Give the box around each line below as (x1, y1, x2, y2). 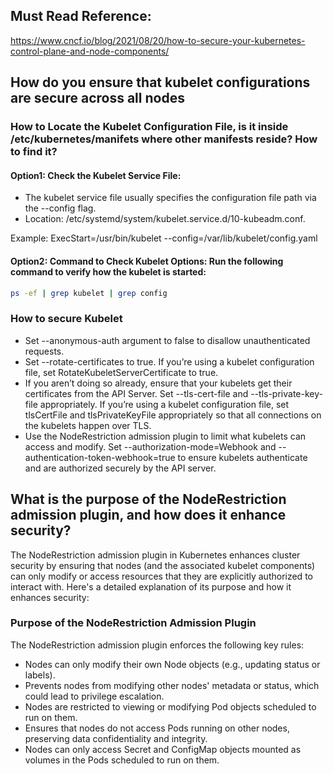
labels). (24, 669, 56, 681)
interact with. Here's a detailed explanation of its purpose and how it (10, 580, 292, 593)
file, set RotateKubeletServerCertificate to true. (24, 366, 219, 378)
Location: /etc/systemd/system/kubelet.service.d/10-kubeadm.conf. (24, 213, 306, 225)
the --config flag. (24, 202, 97, 214)
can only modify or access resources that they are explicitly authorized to (10, 570, 313, 582)
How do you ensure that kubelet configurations (10, 74, 311, 91)
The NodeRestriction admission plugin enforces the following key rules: (10, 639, 305, 651)
